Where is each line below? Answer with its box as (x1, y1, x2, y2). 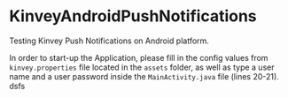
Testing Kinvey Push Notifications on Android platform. (9, 35, 210, 46)
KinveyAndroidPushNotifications (9, 6, 257, 26)
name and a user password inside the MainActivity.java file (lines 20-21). (9, 71, 279, 81)
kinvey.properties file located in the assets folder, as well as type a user (9, 62, 275, 72)
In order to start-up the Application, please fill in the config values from (9, 52, 269, 63)
